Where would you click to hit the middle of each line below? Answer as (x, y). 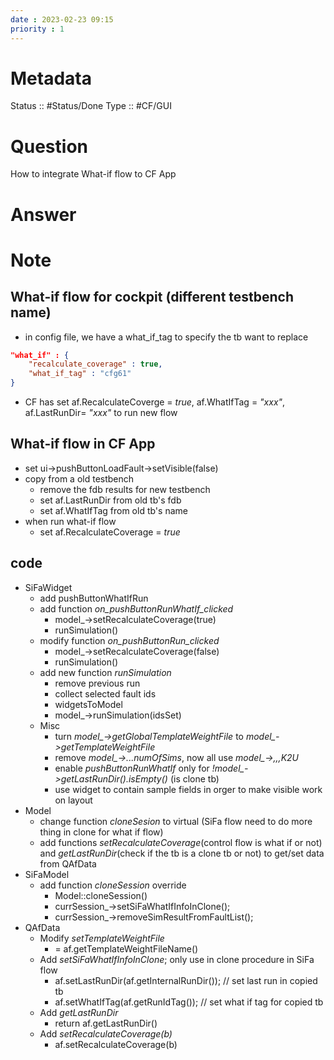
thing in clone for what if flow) (101, 832)
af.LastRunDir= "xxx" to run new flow (101, 413)
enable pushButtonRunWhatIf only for (132, 768)
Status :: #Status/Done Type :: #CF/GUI (91, 106)
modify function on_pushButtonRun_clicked (129, 640)
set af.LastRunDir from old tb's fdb (110, 500)
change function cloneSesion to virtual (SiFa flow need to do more (176, 821)
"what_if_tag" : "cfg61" (80, 374)
